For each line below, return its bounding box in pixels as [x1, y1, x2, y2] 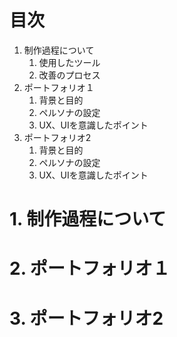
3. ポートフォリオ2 [9, 307, 164, 330]
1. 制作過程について [9, 208, 167, 231]
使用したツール [38, 56, 101, 68]
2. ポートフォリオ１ [9, 257, 171, 280]
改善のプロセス [38, 69, 101, 81]
